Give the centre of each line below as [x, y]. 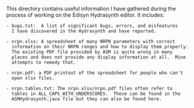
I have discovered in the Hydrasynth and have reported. [84, 31]
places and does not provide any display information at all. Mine [99, 57]
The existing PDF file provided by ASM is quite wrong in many [92, 52]
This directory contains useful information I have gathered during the [91, 9]
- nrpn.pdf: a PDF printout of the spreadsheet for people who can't [95, 73]
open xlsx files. [33, 78]
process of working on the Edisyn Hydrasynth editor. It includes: [85, 15]
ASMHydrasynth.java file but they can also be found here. [87, 99]
